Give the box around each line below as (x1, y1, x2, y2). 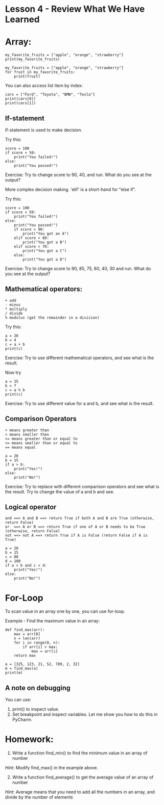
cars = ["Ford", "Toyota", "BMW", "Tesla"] (5, 92, 95, 97)
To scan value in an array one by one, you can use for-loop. (5, 608, 126, 614)
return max (14, 653, 36, 658)
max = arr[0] (14, 632, 41, 637)
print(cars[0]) (5, 97, 36, 102)
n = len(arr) (14, 636, 41, 641)
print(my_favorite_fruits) (5, 57, 60, 62)
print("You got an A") (23, 231, 69, 236)
